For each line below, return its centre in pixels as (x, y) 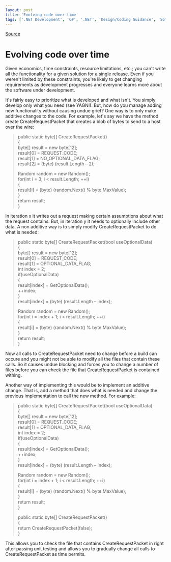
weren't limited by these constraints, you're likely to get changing (74, 79)
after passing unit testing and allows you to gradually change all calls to (80, 549)
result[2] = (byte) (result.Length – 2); (56, 164)
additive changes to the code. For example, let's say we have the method (82, 116)
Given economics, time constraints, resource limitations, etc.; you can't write (85, 69)
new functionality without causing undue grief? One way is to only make (81, 111)
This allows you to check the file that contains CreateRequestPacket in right (84, 543)
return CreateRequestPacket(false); (55, 528)
